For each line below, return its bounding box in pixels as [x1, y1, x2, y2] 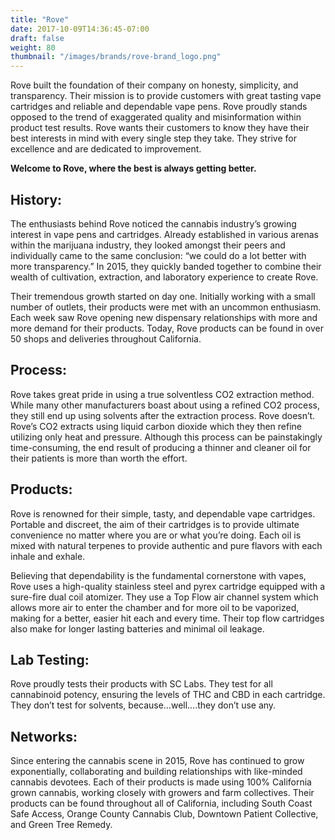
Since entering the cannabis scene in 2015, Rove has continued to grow [10, 755, 305, 767]
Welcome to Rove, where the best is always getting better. [10, 162, 257, 175]
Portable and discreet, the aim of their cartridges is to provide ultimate [10, 518, 300, 530]
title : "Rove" [10, 14, 70, 25]
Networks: [10, 728, 78, 745]
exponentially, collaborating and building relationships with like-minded [10, 766, 303, 778]
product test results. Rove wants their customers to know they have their [10, 122, 310, 134]
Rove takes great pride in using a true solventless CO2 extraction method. [10, 388, 315, 400]
